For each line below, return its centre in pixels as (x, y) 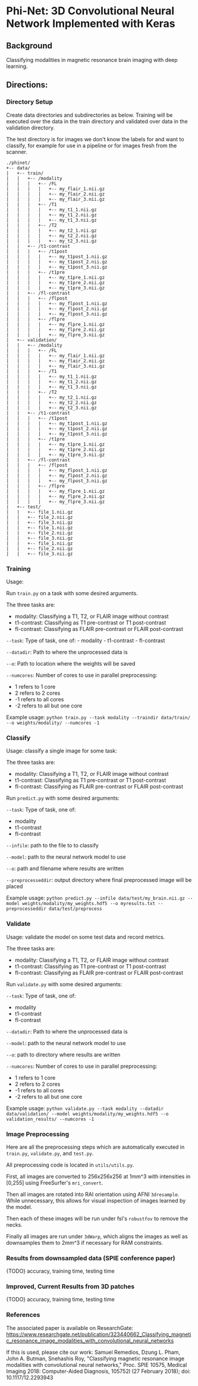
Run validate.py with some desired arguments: (64, 984)
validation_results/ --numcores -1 (50, 1119)
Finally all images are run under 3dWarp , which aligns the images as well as (97, 1236)
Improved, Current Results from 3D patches (70, 1286)
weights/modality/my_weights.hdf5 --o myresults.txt (89, 904)
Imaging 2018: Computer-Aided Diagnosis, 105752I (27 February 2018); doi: (98, 1371)
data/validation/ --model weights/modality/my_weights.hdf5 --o (87, 1114)
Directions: (27, 85)
